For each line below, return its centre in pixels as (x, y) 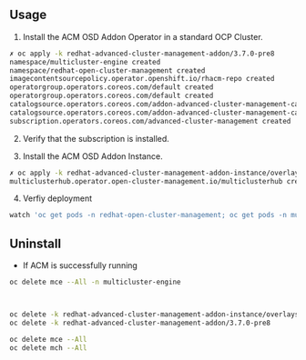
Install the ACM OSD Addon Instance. (92, 156)
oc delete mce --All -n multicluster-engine (95, 282)
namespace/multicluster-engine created (85, 62)
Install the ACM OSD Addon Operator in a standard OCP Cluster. (143, 36)
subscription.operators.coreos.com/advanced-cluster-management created (150, 121)
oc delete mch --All (49, 348)
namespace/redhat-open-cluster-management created (107, 70)
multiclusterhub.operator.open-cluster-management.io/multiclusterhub (146, 181)
